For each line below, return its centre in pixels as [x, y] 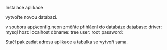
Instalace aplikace [24, 7]
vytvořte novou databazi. [31, 17]
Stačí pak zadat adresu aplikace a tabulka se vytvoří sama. [67, 42]
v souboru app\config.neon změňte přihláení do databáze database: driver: [84, 27]
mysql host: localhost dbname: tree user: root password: [64, 32]
